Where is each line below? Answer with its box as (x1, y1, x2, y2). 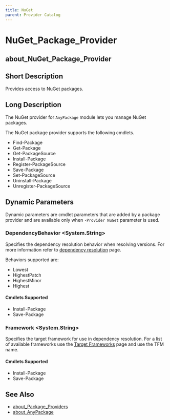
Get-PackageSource (12, 150, 56, 156)
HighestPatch (12, 272, 42, 278)
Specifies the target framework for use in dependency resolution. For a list (5, 336, 162, 342)
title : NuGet (5, 7, 33, 13)
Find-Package (12, 139, 42, 145)
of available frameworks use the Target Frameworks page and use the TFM (5, 341, 164, 347)
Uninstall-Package (12, 177, 52, 183)
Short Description (5, 72, 63, 81)
